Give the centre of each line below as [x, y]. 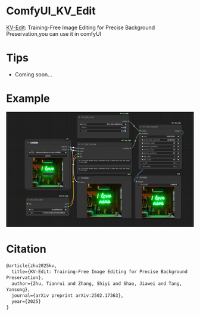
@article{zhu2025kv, [32, 266]
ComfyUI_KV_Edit [51, 11]
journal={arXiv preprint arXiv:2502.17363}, [68, 295]
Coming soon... [33, 74]
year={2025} [26, 301]
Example [28, 99]
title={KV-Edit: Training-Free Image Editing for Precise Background [99, 272]
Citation [26, 249]
